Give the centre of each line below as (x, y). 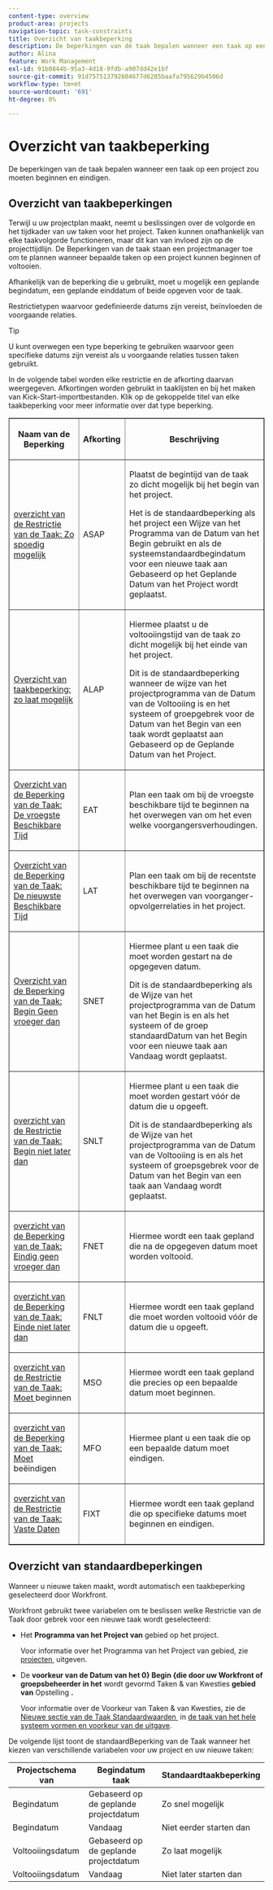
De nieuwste (37, 896)
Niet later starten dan (201, 1874)
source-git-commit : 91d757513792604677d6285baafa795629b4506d (116, 76)
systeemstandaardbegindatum (187, 554)
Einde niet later (42, 1327)
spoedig (29, 544)
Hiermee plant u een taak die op (190, 1438)
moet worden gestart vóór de (185, 1096)
